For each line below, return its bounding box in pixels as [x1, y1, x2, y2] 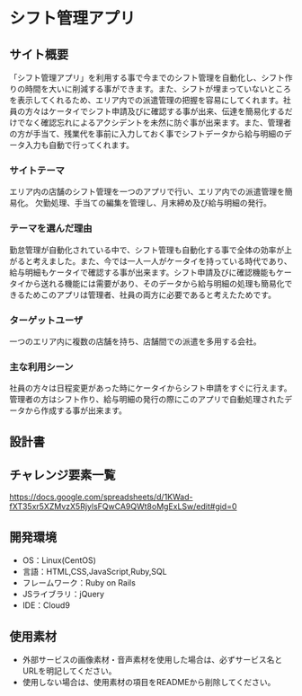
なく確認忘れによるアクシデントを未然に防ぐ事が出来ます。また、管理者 [24, 118, 292, 128]
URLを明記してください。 [22, 665, 117, 676]
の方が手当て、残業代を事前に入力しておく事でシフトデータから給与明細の [9, 128, 285, 139]
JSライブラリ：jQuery [22, 589, 105, 600]
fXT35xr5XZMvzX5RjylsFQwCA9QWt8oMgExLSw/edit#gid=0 [9, 501, 237, 512]
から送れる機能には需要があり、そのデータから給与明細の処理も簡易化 [24, 278, 285, 288]
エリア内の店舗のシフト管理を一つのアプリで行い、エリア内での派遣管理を [9, 186, 285, 198]
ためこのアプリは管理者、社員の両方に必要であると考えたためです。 [24, 289, 277, 300]
